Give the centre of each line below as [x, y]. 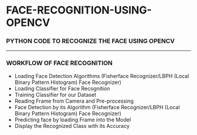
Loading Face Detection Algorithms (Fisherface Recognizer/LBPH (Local [102, 76]
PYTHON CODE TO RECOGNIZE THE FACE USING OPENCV [90, 41]
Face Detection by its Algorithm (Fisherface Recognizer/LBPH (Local [97, 107]
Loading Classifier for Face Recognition [62, 88]
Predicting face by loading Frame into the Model [73, 119]
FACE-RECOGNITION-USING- [79, 10]
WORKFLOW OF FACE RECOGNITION [60, 63]
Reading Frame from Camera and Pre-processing [74, 101]
